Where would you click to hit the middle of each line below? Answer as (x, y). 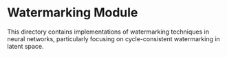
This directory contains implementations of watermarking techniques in (108, 32)
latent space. (25, 46)
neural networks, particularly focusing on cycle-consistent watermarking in (113, 38)
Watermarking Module (73, 13)
